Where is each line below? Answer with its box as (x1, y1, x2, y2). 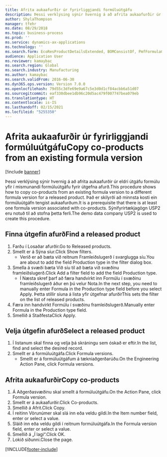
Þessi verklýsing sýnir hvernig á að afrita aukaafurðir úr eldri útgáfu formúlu (5, 178, 160, 184)
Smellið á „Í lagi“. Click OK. (12, 432, 66, 438)
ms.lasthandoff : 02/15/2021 (5, 105, 64, 110)
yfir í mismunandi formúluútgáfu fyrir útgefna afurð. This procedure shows (5, 183, 157, 190)
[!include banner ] (5, 168, 41, 175)
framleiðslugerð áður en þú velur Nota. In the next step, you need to (19, 280, 158, 286)
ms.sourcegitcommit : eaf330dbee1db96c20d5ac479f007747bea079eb (5, 91, 139, 96)
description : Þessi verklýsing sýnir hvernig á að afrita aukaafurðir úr (5, 12, 162, 17)
